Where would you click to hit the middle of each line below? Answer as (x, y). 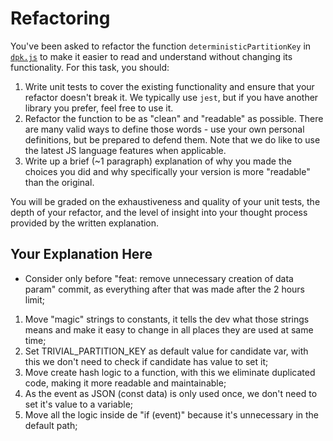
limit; (35, 299)
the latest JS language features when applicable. (125, 150)
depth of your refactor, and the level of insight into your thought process (159, 212)
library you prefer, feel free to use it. (99, 108)
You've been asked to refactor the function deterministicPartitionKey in (161, 46)
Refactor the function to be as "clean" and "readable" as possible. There (174, 118)
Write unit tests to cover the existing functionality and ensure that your (169, 86)
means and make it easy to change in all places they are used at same (169, 329)
